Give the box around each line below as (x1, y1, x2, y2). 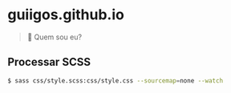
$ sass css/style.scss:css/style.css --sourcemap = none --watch (7, 76, 224, 85)
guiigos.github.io (7, 6, 125, 24)
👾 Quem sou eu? (26, 32, 82, 42)
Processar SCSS (7, 55, 91, 69)
